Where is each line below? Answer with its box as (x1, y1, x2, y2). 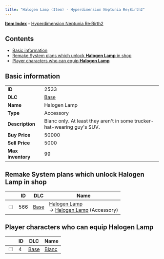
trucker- (134, 118, 154, 124)
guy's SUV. (74, 124, 100, 131)
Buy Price (7, 132, 31, 139)
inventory (7, 154, 31, 160)
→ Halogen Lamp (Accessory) (49, 207, 119, 214)
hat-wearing (44, 124, 73, 131)
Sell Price (7, 139, 30, 146)
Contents (5, 35, 34, 43)
